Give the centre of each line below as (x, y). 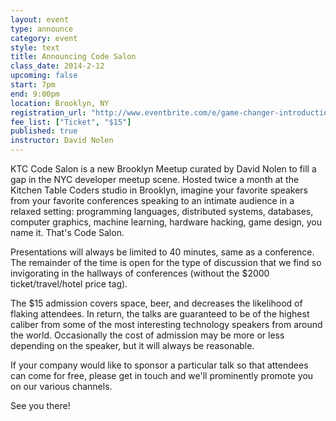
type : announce (42, 29)
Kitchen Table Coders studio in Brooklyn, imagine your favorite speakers (159, 190)
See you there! (40, 405)
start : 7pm (33, 85)
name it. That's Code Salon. (67, 232)
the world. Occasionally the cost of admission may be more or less (147, 335)
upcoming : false (44, 76)
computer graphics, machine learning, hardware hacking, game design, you (166, 222)
